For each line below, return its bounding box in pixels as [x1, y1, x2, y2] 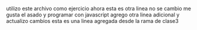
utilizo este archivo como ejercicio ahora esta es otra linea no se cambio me [6, 5, 191, 12]
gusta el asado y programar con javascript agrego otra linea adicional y [6, 11, 180, 18]
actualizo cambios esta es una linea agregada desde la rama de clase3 [6, 18, 179, 24]
